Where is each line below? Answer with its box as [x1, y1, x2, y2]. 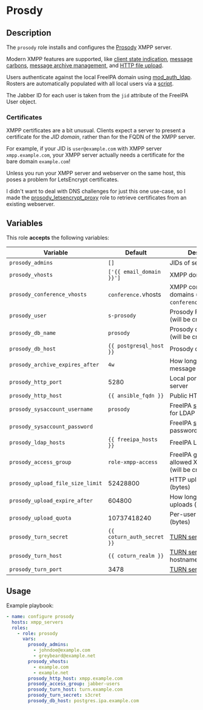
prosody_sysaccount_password [9, 424, 93, 430]
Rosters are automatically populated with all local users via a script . [6, 80, 174, 87]
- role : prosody [17, 630, 59, 636]
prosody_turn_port [9, 566, 62, 573]
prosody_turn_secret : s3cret [28, 692, 101, 699]
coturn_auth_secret [108, 534, 164, 541]
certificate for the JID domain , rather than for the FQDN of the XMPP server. [6, 134, 196, 141]
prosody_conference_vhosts [9, 291, 87, 298]
